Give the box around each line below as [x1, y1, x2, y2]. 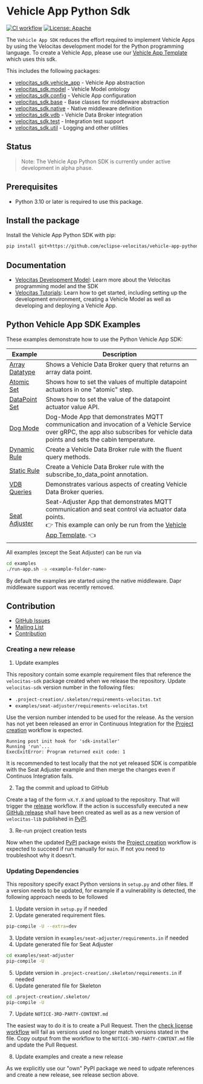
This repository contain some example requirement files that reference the [6, 670, 192, 678]
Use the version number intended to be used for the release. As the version [6, 713, 194, 721]
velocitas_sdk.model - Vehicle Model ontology [14, 85, 130, 92]
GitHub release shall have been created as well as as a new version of [6, 809, 181, 816]
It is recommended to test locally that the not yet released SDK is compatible [6, 759, 197, 767]
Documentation [6, 260, 66, 271]
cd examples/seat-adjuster [6, 952, 74, 958]
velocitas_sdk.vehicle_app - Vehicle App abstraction [14, 79, 145, 86]
